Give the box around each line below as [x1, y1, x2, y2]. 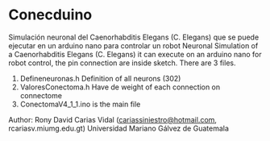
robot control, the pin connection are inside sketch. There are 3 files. [8, 58, 236, 68]
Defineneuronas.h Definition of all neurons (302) [19, 73, 181, 83]
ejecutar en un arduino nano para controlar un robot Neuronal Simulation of [8, 40, 259, 50]
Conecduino [8, 6, 93, 24]
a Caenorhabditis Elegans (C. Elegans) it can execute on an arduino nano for [8, 49, 262, 59]
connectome [19, 90, 63, 100]
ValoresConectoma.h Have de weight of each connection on [19, 82, 221, 92]
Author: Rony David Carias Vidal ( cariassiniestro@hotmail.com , [8, 114, 218, 124]
